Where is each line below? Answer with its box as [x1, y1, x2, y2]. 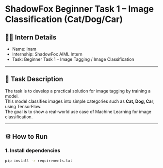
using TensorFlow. [5, 103, 42, 109]
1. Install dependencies [5, 147, 61, 154]
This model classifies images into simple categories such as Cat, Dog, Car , [5, 98, 155, 104]
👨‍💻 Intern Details [5, 33, 57, 41]
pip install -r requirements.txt [5, 158, 73, 163]
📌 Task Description [5, 75, 64, 83]
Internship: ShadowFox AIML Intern [12, 51, 82, 57]
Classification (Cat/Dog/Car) [5, 14, 123, 25]
